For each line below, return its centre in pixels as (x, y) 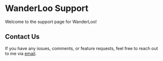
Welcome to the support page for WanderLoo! (51, 22)
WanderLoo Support (47, 8)
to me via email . (21, 53)
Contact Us (22, 37)
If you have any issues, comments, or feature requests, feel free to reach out (81, 48)
